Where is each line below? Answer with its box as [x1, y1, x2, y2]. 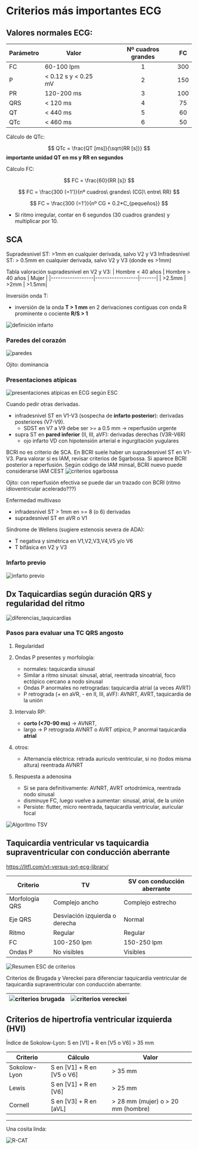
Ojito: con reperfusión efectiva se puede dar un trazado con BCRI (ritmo [6, 479, 181, 486]
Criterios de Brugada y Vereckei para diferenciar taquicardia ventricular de [6, 974, 187, 982]
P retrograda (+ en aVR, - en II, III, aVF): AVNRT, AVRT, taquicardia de [23, 690, 192, 698]
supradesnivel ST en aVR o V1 [14, 515, 87, 522]
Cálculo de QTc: [6, 133, 45, 140]
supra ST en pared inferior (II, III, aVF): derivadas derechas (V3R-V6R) [14, 431, 186, 438]
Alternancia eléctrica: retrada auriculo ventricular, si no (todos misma [23, 755, 192, 762]
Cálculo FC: [6, 166, 35, 172]
